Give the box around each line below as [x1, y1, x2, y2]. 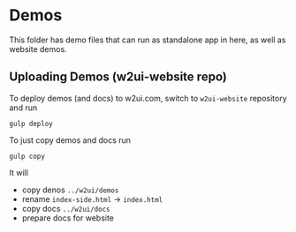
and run [9, 102, 38, 113]
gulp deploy [9, 119, 53, 128]
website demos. [9, 43, 68, 54]
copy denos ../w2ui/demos [21, 184, 119, 195]
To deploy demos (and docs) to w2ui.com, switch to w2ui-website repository [9, 93, 287, 103]
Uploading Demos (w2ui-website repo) [9, 70, 227, 85]
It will [9, 167, 29, 177]
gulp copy [9, 152, 46, 161]
